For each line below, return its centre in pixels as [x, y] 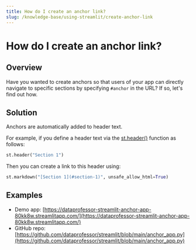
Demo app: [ [30, 210]
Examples [24, 195]
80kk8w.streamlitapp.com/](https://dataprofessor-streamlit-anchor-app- [102, 215]
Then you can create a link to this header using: [63, 166]
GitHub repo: [30, 228]
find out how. [22, 94]
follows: [16, 144]
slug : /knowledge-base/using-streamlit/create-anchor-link [80, 17]
